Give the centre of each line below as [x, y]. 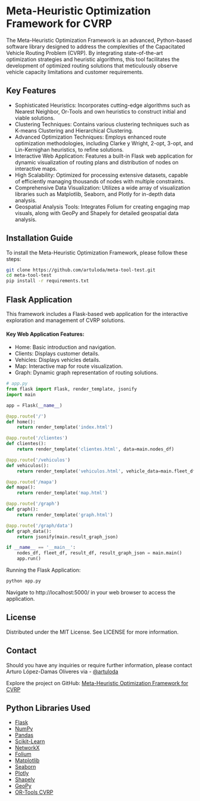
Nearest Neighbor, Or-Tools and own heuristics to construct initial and [100, 111]
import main [21, 395]
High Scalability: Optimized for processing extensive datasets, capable [101, 175]
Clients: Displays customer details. [57, 354]
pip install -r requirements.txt [48, 281]
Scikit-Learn [30, 741]
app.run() [29, 559]
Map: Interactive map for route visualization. [69, 366]
